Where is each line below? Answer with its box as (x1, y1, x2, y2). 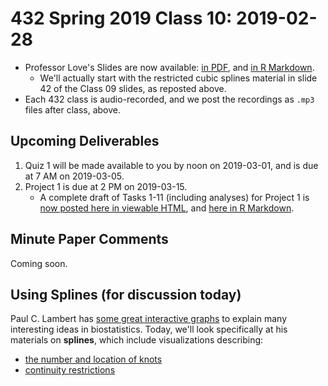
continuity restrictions (24, 364, 116, 376)
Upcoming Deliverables (10, 133, 160, 150)
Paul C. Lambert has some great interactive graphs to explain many (10, 313, 288, 325)
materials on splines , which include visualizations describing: (10, 334, 264, 346)
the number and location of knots (24, 353, 163, 366)
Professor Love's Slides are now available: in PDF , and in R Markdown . (24, 61, 315, 73)
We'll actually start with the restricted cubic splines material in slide (39, 72, 318, 84)
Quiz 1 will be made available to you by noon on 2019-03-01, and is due (24, 159, 319, 171)
